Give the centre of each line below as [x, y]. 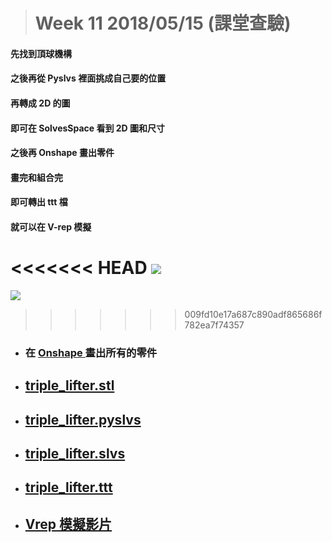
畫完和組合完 [36, 177]
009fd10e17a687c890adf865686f [253, 314]
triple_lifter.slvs [75, 453]
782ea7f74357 [214, 325]
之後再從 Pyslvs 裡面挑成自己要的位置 [88, 78]
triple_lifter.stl [69, 385]
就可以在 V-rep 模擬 [51, 226]
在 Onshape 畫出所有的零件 [91, 352]
